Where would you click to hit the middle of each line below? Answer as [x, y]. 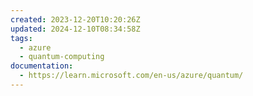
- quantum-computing [62, 57]
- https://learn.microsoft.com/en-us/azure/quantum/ [131, 76]
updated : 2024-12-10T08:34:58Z [75, 29]
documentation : [42, 66]
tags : [21, 38]
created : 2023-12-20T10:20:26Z [75, 19]
